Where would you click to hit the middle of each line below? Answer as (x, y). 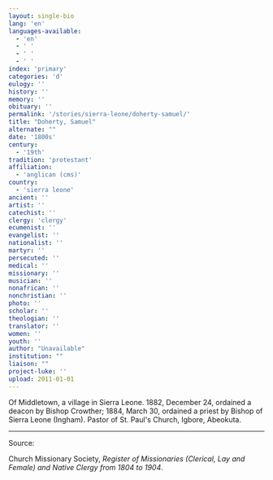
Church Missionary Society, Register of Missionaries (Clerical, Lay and (127, 458)
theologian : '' (34, 318)
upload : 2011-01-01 (41, 379)
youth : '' (25, 341)
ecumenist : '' (32, 228)
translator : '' (34, 326)
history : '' (28, 92)
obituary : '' (30, 107)
